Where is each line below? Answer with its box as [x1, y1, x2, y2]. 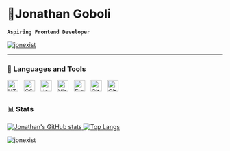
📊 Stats [7, 105, 34, 114]
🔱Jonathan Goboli [7, 6, 111, 22]
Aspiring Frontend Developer [7, 29, 90, 36]
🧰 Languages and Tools [7, 64, 86, 74]
